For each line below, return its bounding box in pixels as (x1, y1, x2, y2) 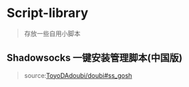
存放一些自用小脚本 (23, 29, 81, 37)
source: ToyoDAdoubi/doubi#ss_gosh (23, 71, 133, 79)
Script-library (6, 5, 89, 21)
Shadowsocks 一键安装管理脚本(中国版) (6, 52, 183, 64)
